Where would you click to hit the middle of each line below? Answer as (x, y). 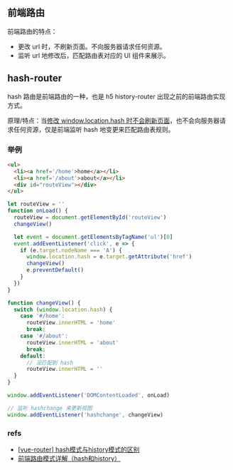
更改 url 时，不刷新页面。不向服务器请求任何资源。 (92, 46)
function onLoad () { (38, 211)
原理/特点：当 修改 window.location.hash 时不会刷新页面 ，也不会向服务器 (114, 121)
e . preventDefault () (55, 270)
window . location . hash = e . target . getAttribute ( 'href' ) (109, 257)
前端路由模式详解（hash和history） (69, 458)
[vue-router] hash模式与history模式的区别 (78, 449)
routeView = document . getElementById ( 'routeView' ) (90, 218)
